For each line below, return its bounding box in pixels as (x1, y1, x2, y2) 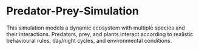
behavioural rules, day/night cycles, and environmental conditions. (6, 37, 172, 44)
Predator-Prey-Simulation (6, 4, 140, 18)
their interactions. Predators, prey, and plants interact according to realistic (6, 30, 194, 37)
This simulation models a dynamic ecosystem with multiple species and (6, 24, 185, 31)
